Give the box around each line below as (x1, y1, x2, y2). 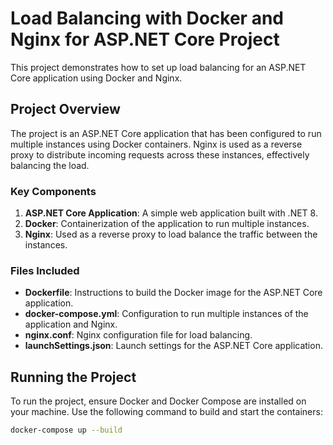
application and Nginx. (24, 318, 118, 331)
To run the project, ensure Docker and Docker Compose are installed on (10, 395, 307, 407)
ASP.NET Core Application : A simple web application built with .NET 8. (24, 207, 318, 219)
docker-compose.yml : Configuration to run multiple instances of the (24, 308, 309, 320)
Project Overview (10, 101, 121, 118)
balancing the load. (10, 159, 90, 171)
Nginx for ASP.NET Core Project (10, 28, 280, 51)
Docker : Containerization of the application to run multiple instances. (24, 218, 310, 230)
